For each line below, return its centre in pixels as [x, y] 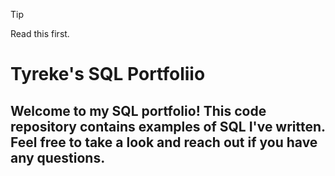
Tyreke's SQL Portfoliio [108, 74]
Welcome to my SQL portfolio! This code [138, 110]
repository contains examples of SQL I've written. [168, 126]
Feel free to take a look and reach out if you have [164, 142]
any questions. [58, 157]
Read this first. [40, 33]
